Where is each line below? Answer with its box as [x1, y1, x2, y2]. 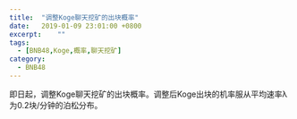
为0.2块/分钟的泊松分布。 [9, 99, 103, 110]
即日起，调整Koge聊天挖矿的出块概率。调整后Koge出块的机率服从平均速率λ [9, 89, 288, 99]
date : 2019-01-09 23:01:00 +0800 [9, 21, 142, 30]
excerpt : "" [9, 30, 66, 38]
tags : [9, 38, 30, 47]
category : [9, 55, 47, 64]
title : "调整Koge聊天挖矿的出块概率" [9, 13, 140, 22]
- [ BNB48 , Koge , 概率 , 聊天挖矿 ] [17, 47, 123, 55]
